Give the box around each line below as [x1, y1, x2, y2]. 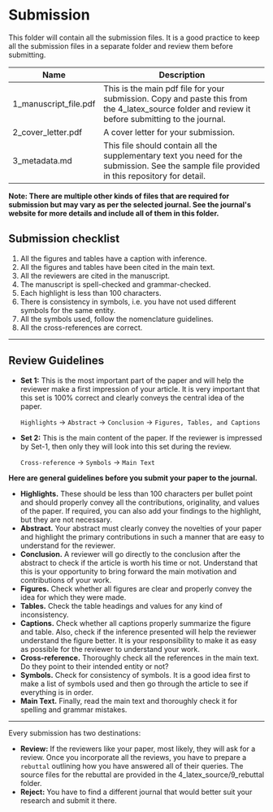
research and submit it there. [19, 795, 118, 805]
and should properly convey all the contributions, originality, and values [19, 497, 260, 507]
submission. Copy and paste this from [102, 93, 248, 104]
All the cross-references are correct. [19, 323, 143, 332]
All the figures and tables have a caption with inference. [19, 254, 207, 263]
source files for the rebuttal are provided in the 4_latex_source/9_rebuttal [19, 770, 265, 779]
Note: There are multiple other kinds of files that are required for [8, 191, 230, 201]
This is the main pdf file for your [102, 83, 225, 94]
